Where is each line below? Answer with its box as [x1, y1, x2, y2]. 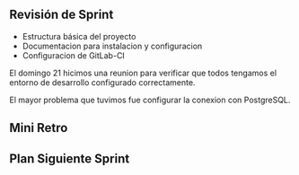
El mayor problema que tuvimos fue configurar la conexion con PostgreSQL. [9, 94, 291, 105]
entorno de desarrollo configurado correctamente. [9, 76, 196, 88]
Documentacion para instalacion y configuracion [22, 40, 203, 51]
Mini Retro [9, 120, 68, 136]
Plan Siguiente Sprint [9, 151, 130, 166]
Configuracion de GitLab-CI [22, 49, 126, 61]
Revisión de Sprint [9, 7, 114, 22]
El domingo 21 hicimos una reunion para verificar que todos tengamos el [9, 67, 277, 78]
